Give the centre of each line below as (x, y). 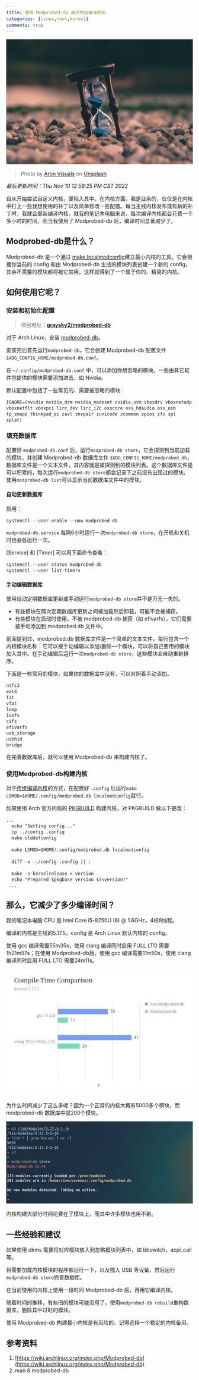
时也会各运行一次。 (30, 540)
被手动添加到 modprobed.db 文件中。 (60, 626)
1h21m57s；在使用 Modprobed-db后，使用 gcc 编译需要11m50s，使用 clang (99, 953)
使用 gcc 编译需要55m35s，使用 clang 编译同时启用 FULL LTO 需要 (88, 946)
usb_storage (21, 733)
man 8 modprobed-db (42, 1370)
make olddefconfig (34, 838)
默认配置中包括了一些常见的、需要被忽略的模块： (66, 390)
